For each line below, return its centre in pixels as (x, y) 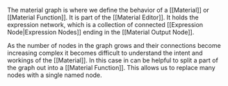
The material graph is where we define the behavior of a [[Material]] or (108, 10)
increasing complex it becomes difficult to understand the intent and (105, 53)
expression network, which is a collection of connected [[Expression (105, 25)
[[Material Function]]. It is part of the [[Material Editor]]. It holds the (103, 17)
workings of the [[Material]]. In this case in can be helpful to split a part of (113, 60)
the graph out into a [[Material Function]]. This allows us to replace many (111, 68)
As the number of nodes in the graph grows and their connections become (114, 45)
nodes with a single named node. (55, 75)
